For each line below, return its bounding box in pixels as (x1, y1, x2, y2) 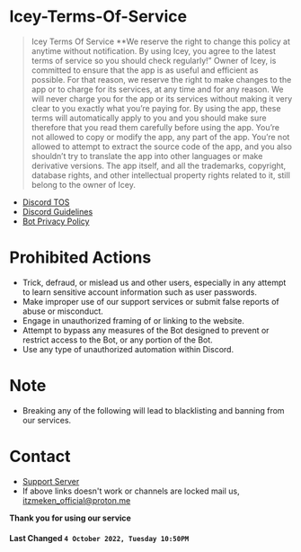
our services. (22, 414, 72, 425)
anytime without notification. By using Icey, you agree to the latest (31, 45, 277, 56)
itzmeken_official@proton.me (22, 494, 131, 505)
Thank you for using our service (9, 512, 132, 523)
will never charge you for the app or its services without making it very (31, 93, 293, 104)
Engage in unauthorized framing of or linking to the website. (22, 315, 245, 325)
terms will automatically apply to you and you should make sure (31, 112, 267, 123)
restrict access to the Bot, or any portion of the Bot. (22, 334, 213, 345)
